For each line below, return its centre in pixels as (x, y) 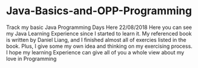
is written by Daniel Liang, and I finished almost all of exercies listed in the (96, 40)
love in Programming (31, 59)
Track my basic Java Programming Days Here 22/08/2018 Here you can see (99, 27)
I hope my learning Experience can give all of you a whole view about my (95, 52)
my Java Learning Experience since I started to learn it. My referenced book (99, 33)
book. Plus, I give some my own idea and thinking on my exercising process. (99, 46)
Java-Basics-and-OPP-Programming (99, 11)
